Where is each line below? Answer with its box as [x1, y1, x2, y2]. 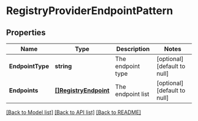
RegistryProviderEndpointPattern [6, 4, 173, 18]
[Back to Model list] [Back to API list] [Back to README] [6, 109, 141, 116]
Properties [6, 28, 46, 38]
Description [116, 45, 150, 53]
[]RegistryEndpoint [55, 86, 110, 95]
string [55, 62, 72, 70]
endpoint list [115, 90, 150, 98]
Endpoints [9, 86, 38, 95]
